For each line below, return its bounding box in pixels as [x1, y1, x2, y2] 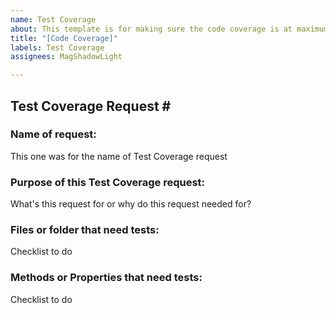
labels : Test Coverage [10, 42, 105, 53]
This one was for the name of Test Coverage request [10, 150, 228, 162]
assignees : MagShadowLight [10, 52, 123, 62]
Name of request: [10, 127, 97, 141]
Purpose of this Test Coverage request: [10, 175, 206, 189]
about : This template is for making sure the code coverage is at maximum [10, 24, 329, 34]
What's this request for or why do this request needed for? [10, 198, 252, 210]
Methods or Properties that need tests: [10, 271, 203, 285]
